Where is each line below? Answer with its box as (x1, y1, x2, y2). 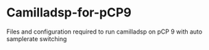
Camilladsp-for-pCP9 (6, 5, 132, 21)
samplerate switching (6, 34, 67, 42)
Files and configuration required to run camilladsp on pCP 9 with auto (6, 27, 203, 36)
